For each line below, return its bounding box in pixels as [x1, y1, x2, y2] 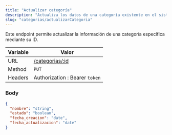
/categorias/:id [33, 57, 69, 65]
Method [8, 66, 27, 73]
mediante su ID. [5, 36, 38, 43]
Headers [8, 74, 29, 81]
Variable [8, 49, 29, 56]
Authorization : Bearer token [33, 74, 101, 81]
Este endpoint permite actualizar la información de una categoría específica [5, 31, 165, 37]
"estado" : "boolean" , [10, 111, 56, 116]
